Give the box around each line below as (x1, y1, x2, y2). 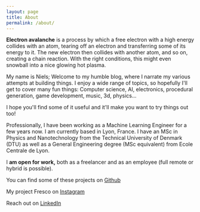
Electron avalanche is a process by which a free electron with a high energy (6, 36, 195, 44)
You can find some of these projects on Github (6, 177, 121, 184)
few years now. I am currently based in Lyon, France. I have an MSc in (6, 128, 178, 135)
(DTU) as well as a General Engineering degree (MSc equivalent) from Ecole (6, 141, 193, 148)
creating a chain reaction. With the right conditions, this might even (6, 55, 171, 63)
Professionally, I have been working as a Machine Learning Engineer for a (6, 122, 187, 129)
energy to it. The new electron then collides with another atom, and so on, (6, 49, 188, 56)
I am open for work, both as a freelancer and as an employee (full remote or (6, 159, 194, 166)
